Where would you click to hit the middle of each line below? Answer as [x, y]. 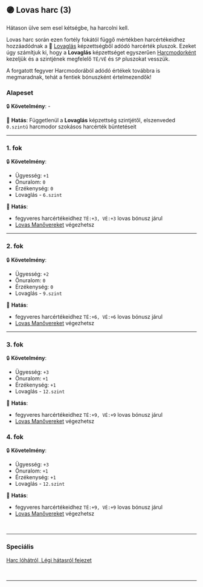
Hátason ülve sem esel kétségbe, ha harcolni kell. [68, 28]
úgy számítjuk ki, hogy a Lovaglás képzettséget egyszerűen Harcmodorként [101, 52]
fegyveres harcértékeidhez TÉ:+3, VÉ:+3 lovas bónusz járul [89, 218]
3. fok [15, 344]
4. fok [15, 437]
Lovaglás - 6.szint [38, 195]
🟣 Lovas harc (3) [39, 10]
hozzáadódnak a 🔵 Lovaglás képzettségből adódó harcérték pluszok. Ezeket [101, 46]
